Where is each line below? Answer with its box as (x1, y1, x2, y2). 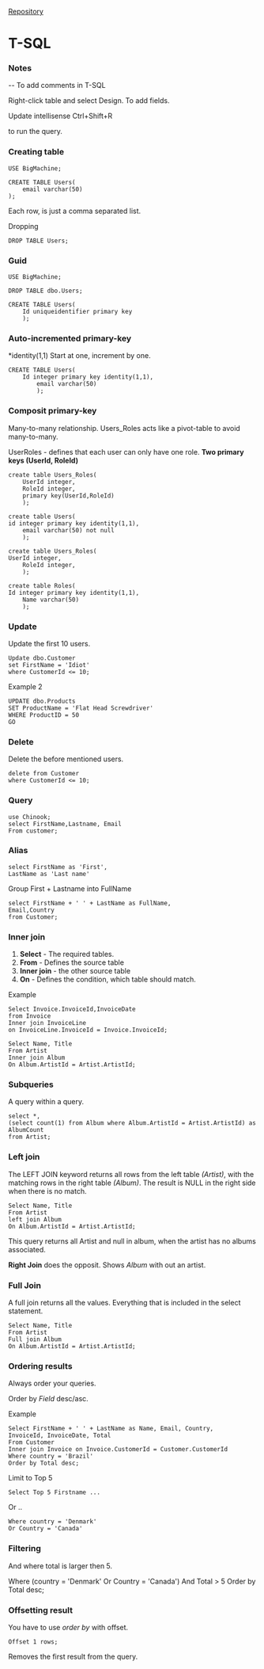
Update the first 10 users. (8, 638, 91, 648)
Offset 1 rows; (8, 1637, 58, 1646)
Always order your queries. (8, 1378, 96, 1389)
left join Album (8, 1215, 62, 1223)
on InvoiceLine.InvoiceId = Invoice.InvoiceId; (8, 1026, 168, 1035)
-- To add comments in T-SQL (8, 81, 106, 90)
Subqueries (8, 1079, 54, 1090)
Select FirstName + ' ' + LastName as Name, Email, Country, (8, 1425, 214, 1433)
